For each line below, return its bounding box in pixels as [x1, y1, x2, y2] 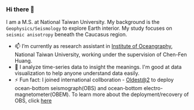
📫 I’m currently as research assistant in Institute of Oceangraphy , [14, 43, 173, 50]
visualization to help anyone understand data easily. [14, 70, 140, 77]
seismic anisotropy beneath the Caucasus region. [6, 31, 127, 38]
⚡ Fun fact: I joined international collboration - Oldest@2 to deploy [14, 76, 174, 84]
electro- [143, 85, 163, 92]
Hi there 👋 [6, 5, 35, 13]
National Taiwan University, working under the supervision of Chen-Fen [14, 51, 187, 58]
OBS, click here [14, 97, 52, 104]
